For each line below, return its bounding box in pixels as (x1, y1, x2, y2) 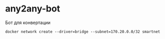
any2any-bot (5, 3, 60, 14)
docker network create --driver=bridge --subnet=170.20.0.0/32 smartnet (5, 29, 160, 34)
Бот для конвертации (5, 19, 51, 25)
